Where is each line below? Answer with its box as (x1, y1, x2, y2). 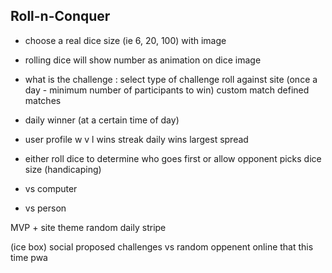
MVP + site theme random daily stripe (10, 221, 167, 233)
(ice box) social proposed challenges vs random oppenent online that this (10, 240, 314, 253)
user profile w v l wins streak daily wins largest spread (24, 133, 249, 145)
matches (24, 94, 62, 106)
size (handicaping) (24, 163, 102, 175)
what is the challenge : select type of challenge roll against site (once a (24, 73, 318, 85)
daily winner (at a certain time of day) (24, 114, 180, 126)
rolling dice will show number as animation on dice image (24, 54, 262, 66)
